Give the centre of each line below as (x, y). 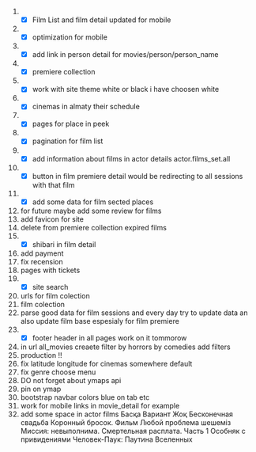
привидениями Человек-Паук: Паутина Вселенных (106, 439)
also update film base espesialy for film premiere (100, 321)
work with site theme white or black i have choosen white (126, 89)
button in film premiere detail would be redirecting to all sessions (137, 176)
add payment (42, 253)
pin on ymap (41, 389)
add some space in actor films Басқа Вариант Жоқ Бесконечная (127, 414)
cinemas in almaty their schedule (86, 107)
